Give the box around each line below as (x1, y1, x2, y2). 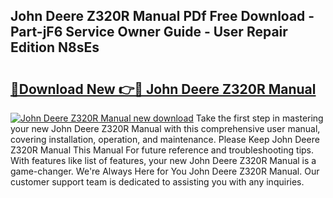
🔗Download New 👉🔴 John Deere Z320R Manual (10, 80, 317, 98)
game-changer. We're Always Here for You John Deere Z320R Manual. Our (10, 165, 320, 177)
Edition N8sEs (10, 39, 100, 56)
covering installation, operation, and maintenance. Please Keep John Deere (10, 134, 320, 145)
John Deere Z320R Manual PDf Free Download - (10, 8, 315, 25)
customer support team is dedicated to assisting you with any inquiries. (10, 176, 305, 188)
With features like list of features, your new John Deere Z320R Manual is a (10, 155, 317, 166)
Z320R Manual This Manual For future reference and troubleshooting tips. (10, 144, 315, 156)
